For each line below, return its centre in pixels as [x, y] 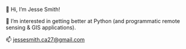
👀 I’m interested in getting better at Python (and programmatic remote [93, 21]
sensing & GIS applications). [41, 28]
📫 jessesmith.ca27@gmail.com [45, 40]
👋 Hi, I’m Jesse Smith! [33, 9]
